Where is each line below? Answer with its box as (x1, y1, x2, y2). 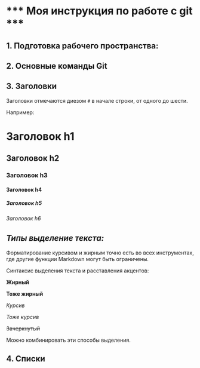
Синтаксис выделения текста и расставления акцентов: (6, 267, 149, 274)
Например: (6, 109, 35, 116)
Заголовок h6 (6, 214, 41, 222)
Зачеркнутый (6, 324, 41, 332)
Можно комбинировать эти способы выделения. (6, 336, 131, 344)
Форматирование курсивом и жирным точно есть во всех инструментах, (6, 249, 194, 256)
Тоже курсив (6, 313, 39, 320)
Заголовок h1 (6, 130, 75, 143)
